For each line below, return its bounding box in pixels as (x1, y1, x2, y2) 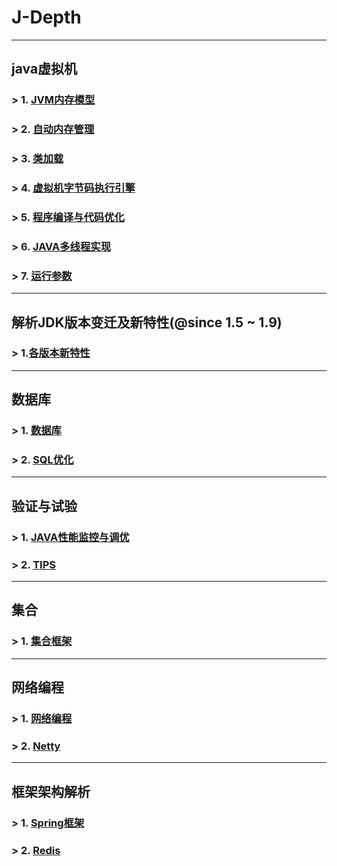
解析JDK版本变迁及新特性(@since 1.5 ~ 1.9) (11, 314, 283, 331)
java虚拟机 (11, 61, 78, 78)
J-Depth (11, 6, 82, 29)
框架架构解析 (11, 783, 91, 800)
